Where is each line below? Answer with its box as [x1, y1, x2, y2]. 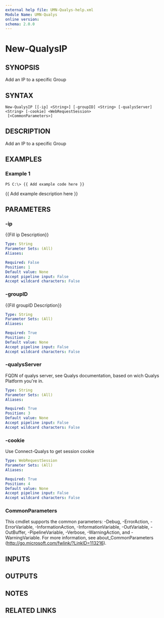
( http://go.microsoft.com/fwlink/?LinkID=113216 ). [5, 540, 107, 546]
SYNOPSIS [5, 63, 40, 72]
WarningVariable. [5, 535, 41, 541]
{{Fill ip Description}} [5, 232, 49, 238]
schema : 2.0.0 [5, 21, 35, 27]
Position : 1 [5, 264, 30, 270]
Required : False [5, 260, 39, 265]
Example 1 [5, 170, 31, 177]
